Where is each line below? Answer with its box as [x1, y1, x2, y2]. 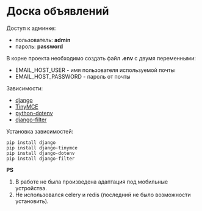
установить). [15, 197, 49, 205]
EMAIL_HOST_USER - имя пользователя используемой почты [15, 66, 175, 74]
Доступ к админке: [6, 24, 56, 32]
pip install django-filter [6, 156, 75, 162]
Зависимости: [6, 84, 43, 92]
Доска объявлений [6, 4, 109, 18]
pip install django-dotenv [6, 150, 75, 156]
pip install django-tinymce [6, 145, 78, 151]
